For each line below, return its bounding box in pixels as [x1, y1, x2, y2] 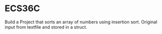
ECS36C [4, 3, 40, 14]
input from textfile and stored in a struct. [4, 24, 88, 30]
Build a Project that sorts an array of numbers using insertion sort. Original [4, 19, 158, 25]
